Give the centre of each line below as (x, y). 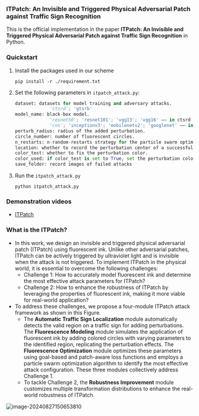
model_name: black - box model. (52, 114)
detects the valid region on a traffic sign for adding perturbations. (104, 325)
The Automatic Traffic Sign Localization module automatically (100, 319)
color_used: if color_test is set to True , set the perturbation (97, 159)
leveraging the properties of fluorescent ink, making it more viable (104, 293)
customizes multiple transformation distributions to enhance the (102, 389)
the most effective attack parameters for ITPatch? (84, 281)
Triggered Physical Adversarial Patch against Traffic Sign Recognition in (97, 36)
